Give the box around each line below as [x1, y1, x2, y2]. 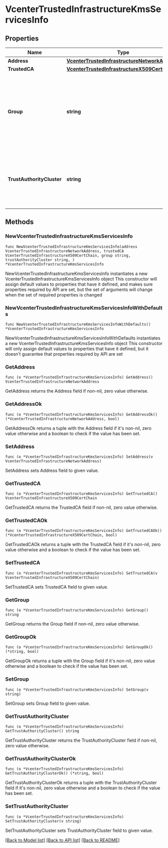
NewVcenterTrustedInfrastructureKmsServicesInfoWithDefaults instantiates [5, 335, 161, 341]
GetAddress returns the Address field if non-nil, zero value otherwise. [5, 388, 149, 394]
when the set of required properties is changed [5, 292, 102, 298]
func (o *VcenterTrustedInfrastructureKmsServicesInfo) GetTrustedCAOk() [5, 528, 162, 533]
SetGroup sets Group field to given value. [5, 700, 90, 706]
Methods [5, 218, 34, 226]
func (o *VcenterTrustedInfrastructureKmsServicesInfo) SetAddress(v [5, 454, 153, 459]
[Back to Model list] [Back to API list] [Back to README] [5, 837, 120, 843]
